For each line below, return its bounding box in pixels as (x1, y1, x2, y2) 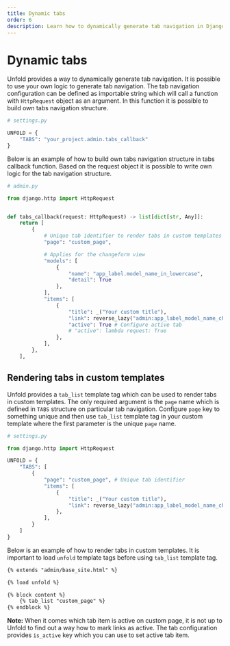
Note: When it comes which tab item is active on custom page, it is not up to (7, 617, 222, 625)
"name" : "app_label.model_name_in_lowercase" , (68, 270, 204, 277)
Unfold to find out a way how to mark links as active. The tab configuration (7, 624, 218, 632)
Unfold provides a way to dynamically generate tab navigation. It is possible (7, 75, 220, 83)
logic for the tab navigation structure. (7, 169, 112, 177)
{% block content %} (7, 591, 66, 598)
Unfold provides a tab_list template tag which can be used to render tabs (7, 390, 217, 398)
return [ (19, 220, 44, 227)
